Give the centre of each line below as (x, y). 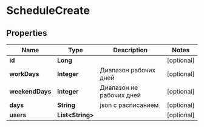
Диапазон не (119, 88)
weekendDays (30, 91)
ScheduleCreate (48, 11)
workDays (24, 74)
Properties (27, 33)
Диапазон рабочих (128, 70)
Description (130, 50)
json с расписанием (129, 105)
